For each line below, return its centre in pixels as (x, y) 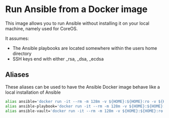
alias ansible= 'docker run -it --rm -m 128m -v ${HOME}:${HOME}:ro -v (81, 101)
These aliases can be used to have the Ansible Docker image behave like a (82, 87)
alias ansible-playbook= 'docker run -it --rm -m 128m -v (66, 106)
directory (22, 53)
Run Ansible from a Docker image (76, 9)
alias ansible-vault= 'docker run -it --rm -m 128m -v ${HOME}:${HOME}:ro (84, 111)
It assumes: (17, 38)
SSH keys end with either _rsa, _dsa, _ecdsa (58, 58)
